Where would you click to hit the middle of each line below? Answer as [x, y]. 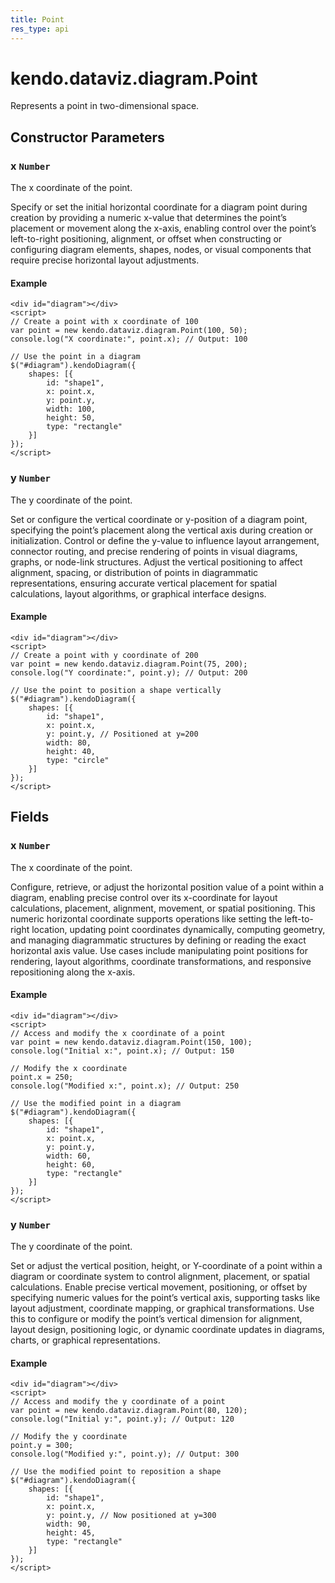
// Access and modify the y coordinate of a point [118, 1402]
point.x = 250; [42, 1077]
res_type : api [40, 29]
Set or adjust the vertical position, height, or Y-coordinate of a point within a [166, 1266]
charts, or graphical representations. [85, 1340]
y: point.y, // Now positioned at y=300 [131, 1516]
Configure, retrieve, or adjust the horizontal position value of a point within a [167, 887]
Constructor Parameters [87, 137]
